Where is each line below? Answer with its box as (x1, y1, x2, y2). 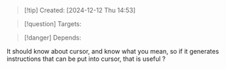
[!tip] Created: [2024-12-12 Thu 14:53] (23, 6, 136, 14)
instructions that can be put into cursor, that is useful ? (6, 54, 166, 63)
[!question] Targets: (23, 20, 82, 28)
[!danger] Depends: (23, 33, 81, 42)
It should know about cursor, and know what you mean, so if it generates (6, 47, 220, 55)
